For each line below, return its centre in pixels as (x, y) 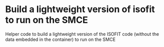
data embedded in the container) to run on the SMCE (60, 39)
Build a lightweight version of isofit (80, 9)
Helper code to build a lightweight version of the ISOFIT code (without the (82, 34)
